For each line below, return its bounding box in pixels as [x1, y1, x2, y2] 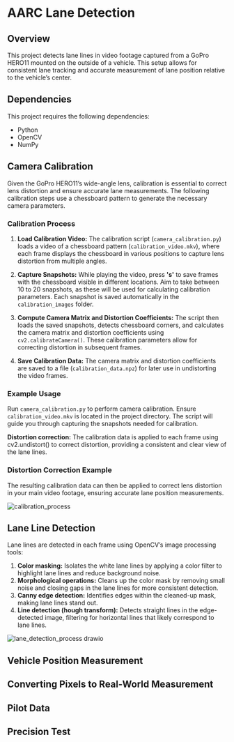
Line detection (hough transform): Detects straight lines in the [17, 606, 198, 614]
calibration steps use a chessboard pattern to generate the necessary [7, 194, 208, 202]
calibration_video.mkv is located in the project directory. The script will [7, 412, 213, 421]
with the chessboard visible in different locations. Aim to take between [17, 278, 219, 286]
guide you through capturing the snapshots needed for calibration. [7, 420, 198, 428]
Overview [7, 33, 51, 45]
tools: [7, 548, 24, 556]
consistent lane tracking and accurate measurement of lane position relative [7, 66, 226, 74]
